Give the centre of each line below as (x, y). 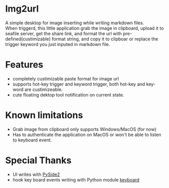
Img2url (22, 9)
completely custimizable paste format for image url (66, 78)
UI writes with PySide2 (36, 174)
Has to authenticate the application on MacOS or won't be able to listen (87, 134)
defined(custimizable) (28, 39)
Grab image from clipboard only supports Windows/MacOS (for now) (85, 129)
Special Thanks (38, 160)
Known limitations (44, 115)
